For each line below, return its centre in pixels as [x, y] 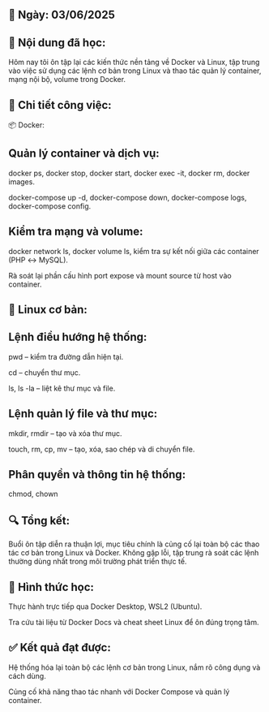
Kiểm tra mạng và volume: [76, 232]
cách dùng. [27, 675]
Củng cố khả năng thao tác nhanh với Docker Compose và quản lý [119, 692]
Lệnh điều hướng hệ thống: [78, 337]
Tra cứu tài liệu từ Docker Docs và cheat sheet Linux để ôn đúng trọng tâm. [134, 623]
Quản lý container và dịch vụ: [84, 154]
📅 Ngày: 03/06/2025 [62, 15]
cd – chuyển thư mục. [45, 372]
